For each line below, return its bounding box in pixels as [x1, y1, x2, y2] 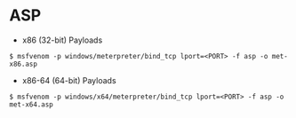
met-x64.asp [9, 99, 53, 109]
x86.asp [9, 59, 38, 68]
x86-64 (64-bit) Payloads [21, 75, 117, 85]
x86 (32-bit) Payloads [21, 35, 103, 45]
